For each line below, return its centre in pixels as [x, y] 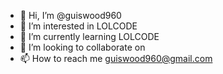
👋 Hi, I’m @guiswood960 [70, 15]
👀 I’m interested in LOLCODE [78, 26]
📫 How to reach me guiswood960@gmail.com [116, 58]
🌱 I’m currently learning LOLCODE [89, 36]
